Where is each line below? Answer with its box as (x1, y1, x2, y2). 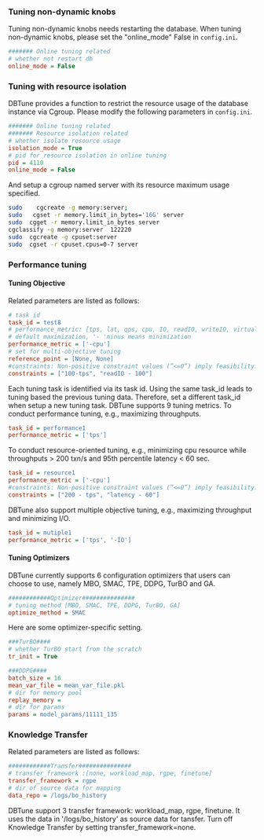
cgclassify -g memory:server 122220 (8, 226, 132, 233)
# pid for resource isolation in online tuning (8, 152, 167, 160)
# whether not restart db (8, 55, 93, 63)
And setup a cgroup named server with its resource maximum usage (8, 180, 230, 190)
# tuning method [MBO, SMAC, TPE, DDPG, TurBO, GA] (8, 601, 181, 609)
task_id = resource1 (8, 469, 76, 477)
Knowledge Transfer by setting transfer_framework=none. (8, 822, 196, 831)
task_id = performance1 (8, 424, 86, 432)
